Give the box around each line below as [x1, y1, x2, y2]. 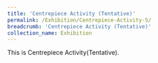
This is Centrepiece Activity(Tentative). [7, 48, 120, 57]
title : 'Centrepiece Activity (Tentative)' [7, 10, 136, 17]
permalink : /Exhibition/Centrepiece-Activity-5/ [7, 17, 152, 24]
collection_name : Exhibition [7, 29, 92, 37]
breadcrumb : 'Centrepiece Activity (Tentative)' [7, 23, 152, 30]
